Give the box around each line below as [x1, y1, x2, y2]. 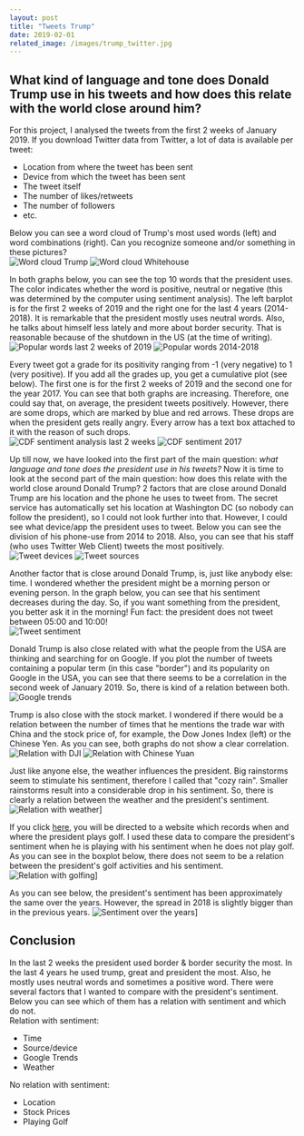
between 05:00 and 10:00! [9, 617, 108, 627]
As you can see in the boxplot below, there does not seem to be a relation [9, 851, 284, 862]
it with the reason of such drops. [9, 427, 132, 438]
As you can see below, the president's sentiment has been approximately [9, 887, 283, 899]
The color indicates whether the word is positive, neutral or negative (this [9, 283, 283, 295]
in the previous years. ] [9, 907, 198, 918]
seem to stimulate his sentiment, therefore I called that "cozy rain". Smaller [9, 775, 289, 786]
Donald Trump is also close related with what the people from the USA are [9, 644, 287, 655]
